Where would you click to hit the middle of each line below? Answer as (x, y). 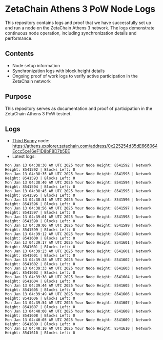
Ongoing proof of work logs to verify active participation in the (75, 76)
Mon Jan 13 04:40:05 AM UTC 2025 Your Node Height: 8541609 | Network (78, 320)
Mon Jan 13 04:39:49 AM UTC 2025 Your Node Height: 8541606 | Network (78, 294)
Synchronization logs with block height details (58, 71)
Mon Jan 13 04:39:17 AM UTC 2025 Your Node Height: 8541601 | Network (78, 243)
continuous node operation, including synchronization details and (71, 33)
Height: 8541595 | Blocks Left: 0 (40, 196)
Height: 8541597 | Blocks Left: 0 (40, 213)
